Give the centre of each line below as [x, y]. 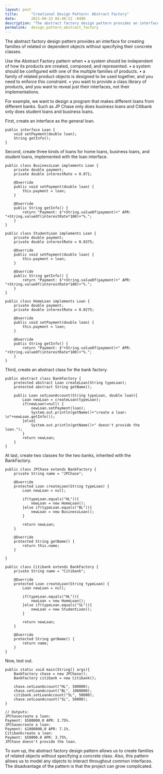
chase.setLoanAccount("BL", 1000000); [53, 691]
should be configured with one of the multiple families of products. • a [75, 71]
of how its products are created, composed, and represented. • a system [78, 66]
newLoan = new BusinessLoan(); [63, 512]
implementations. [22, 92]
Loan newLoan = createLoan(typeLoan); [62, 400]
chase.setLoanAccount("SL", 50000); [51, 699]
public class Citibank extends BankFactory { [52, 567]
